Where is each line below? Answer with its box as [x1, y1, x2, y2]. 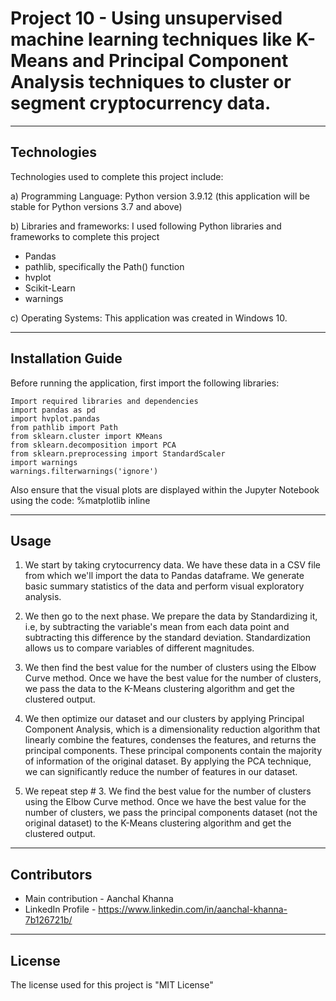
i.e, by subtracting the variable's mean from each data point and [24, 621, 290, 633]
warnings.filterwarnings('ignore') [10, 466, 159, 476]
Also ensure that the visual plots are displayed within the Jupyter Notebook [10, 483, 320, 496]
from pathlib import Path [10, 422, 118, 432]
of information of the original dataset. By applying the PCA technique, [24, 755, 312, 767]
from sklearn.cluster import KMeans [10, 431, 163, 441]
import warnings [10, 457, 78, 467]
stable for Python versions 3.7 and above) [10, 200, 183, 212]
